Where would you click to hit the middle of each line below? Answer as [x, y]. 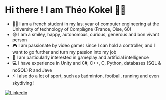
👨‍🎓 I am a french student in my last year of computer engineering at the [85, 24]
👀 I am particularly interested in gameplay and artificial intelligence [81, 57]
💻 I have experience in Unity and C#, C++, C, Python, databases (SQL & [86, 63]
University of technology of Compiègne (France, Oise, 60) [72, 29]
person [20, 40]
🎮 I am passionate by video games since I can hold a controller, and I [83, 45]
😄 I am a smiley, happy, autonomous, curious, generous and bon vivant [85, 34]
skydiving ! [23, 83]
